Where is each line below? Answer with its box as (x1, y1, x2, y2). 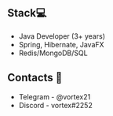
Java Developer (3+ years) (18, 31, 105, 41)
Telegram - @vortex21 (18, 92, 91, 101)
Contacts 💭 (7, 71, 63, 84)
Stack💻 (7, 6, 47, 20)
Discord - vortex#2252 (18, 100, 93, 110)
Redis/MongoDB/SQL (18, 48, 88, 58)
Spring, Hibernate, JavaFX (18, 39, 104, 49)
